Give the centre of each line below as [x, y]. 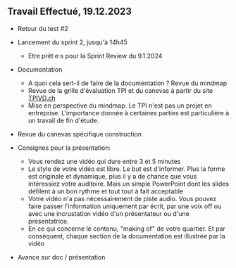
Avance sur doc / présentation [61, 257]
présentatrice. [48, 221]
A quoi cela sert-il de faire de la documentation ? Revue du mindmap [128, 83]
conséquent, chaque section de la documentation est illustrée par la [126, 236]
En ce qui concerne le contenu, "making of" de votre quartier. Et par [126, 229]
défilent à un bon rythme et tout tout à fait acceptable [106, 191]
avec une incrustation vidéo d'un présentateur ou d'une [109, 213]
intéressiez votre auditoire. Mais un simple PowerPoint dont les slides [129, 184]
